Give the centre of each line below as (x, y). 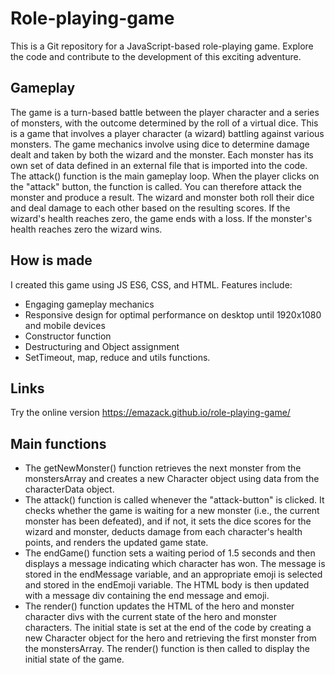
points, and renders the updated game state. (116, 543)
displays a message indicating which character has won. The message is (175, 564)
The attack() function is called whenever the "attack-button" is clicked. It (174, 500)
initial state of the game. (74, 659)
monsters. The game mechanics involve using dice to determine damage (160, 144)
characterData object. (69, 489)
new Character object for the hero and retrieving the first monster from (170, 638)
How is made (51, 260)
